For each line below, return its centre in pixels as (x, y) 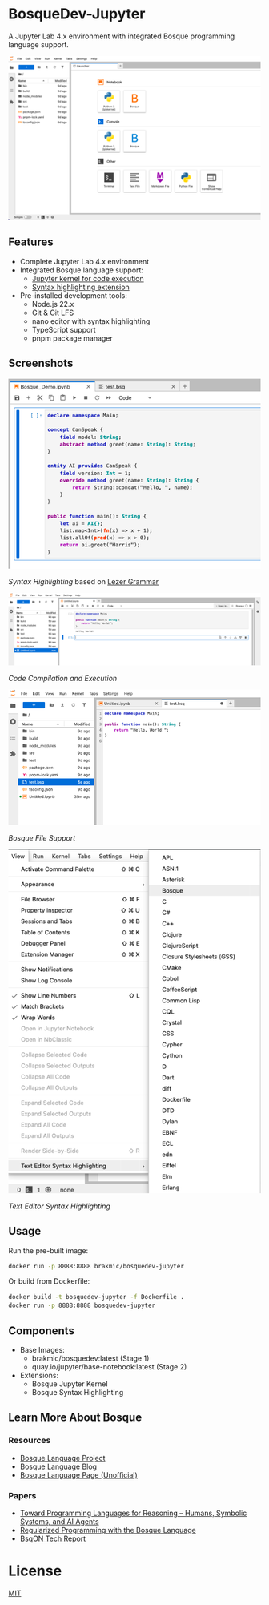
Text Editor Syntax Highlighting (59, 1206)
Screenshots (41, 363)
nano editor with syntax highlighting (91, 321)
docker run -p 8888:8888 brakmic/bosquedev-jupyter (96, 1266)
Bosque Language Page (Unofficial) (78, 1474)
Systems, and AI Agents (59, 1521)
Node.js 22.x (53, 304)
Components (41, 1331)
